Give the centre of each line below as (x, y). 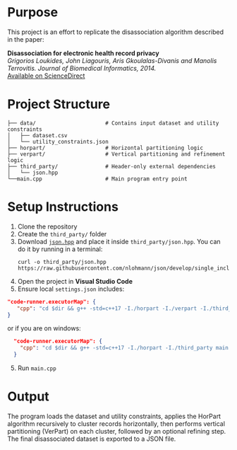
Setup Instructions (63, 207)
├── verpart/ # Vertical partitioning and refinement (116, 154)
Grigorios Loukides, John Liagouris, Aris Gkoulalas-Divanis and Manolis (112, 60)
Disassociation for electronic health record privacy (84, 53)
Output (28, 397)
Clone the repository (47, 226)
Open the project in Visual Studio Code (75, 281)
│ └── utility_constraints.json (58, 142)
